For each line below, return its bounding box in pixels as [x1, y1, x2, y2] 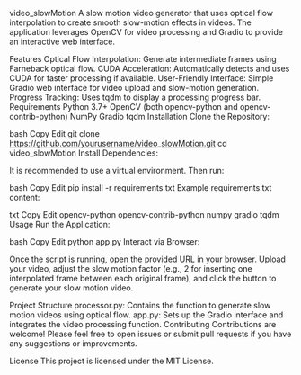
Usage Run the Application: [9, 219, 111, 229]
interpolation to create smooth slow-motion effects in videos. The [9, 17, 252, 28]
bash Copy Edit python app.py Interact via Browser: [9, 237, 200, 246]
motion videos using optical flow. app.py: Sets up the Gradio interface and [9, 309, 284, 320]
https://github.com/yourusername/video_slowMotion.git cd [9, 138, 227, 148]
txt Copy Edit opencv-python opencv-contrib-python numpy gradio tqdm [9, 210, 279, 219]
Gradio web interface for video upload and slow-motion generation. [9, 83, 259, 93]
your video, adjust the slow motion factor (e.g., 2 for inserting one [9, 263, 253, 273]
